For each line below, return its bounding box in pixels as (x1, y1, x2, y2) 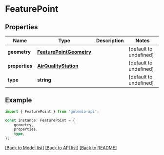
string (37, 77, 51, 83)
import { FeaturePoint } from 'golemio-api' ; (5, 109, 99, 114)
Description (96, 38, 124, 44)
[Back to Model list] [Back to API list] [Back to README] (5, 145, 117, 151)
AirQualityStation (37, 62, 79, 69)
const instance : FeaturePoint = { (5, 118, 76, 123)
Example (5, 96, 32, 104)
